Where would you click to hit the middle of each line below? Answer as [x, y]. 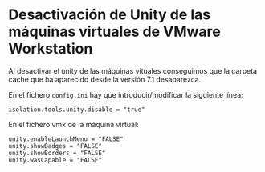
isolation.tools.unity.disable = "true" [77, 110]
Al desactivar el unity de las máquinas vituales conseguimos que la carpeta [133, 70]
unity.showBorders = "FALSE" [57, 153]
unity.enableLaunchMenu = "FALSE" [66, 139]
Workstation [51, 49]
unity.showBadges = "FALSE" [55, 146]
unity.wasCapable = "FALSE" [55, 160]
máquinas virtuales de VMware [114, 32]
